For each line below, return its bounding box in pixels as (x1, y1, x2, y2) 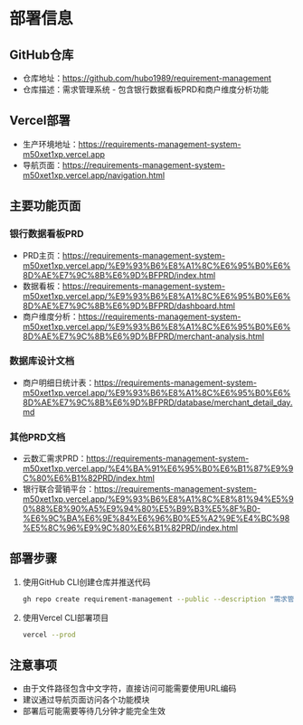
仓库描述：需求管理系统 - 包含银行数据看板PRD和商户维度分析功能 (22, 84, 270, 95)
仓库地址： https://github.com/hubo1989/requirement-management (22, 73, 271, 83)
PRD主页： (22, 250, 63, 260)
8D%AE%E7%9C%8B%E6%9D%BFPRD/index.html (22, 269, 216, 280)
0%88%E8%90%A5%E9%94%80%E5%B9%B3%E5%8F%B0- (22, 504, 260, 514)
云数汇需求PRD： (22, 453, 87, 464)
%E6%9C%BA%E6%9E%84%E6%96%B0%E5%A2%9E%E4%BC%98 (22, 513, 290, 524)
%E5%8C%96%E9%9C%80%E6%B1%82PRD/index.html (22, 523, 238, 533)
